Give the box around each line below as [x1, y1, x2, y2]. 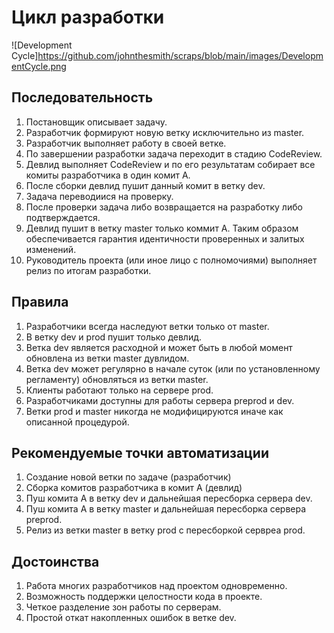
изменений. [25, 243, 77, 255]
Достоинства [11, 553, 100, 570]
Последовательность [11, 89, 154, 106]
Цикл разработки [11, 6, 165, 29]
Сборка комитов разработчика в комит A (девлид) [25, 482, 243, 494]
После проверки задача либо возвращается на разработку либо [25, 201, 303, 213]
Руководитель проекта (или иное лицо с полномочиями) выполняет [25, 254, 318, 266]
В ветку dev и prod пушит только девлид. [25, 331, 203, 343]
